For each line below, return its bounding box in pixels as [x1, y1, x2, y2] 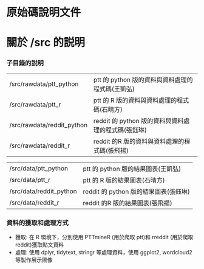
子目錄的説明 [6, 59, 44, 68]
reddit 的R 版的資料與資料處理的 [93, 137, 185, 145]
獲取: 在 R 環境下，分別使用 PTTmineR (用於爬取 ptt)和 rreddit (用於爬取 [15, 233, 194, 240]
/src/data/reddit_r [9, 198, 59, 207]
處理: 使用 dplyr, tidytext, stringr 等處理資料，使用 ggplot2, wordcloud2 [15, 248, 192, 256]
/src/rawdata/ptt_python [9, 80, 79, 88]
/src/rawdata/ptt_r [9, 100, 61, 108]
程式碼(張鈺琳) [105, 125, 148, 134]
